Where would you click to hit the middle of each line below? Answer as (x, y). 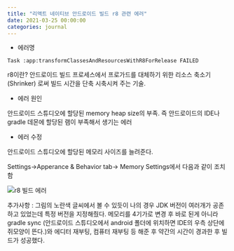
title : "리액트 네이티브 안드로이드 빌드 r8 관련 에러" (77, 14)
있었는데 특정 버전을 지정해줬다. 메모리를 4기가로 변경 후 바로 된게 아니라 (119, 214)
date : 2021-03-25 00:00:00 (47, 20)
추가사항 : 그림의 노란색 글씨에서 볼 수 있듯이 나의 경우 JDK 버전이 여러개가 (109, 205)
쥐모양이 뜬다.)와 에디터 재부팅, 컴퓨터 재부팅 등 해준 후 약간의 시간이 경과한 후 (114, 231)
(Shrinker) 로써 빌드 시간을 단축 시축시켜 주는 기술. (76, 83)
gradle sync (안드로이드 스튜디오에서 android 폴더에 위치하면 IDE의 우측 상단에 (116, 223)
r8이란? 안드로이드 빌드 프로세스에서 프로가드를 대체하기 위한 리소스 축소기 (109, 75)
